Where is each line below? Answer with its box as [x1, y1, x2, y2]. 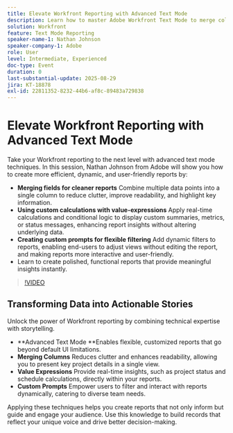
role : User [7, 49, 39, 56]
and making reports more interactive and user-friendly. [17, 250, 175, 259]
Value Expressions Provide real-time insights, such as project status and [17, 367, 226, 375]
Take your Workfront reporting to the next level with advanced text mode [7, 156, 215, 164]
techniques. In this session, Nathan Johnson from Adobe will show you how [7, 163, 224, 171]
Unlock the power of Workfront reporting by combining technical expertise [7, 317, 221, 325]
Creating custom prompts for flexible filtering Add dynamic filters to [17, 236, 216, 244]
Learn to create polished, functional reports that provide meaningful [17, 258, 212, 266]
